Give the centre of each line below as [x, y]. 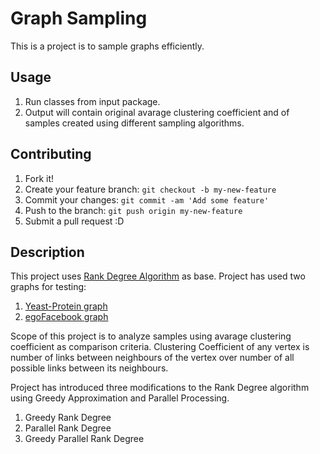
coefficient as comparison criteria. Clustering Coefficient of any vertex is [160, 347]
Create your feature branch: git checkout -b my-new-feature [150, 189]
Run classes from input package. [92, 101]
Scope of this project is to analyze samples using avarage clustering [151, 336]
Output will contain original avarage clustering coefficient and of [157, 112]
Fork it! [39, 178]
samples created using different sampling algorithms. [134, 123]
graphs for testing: [48, 287]
